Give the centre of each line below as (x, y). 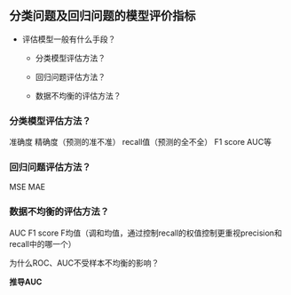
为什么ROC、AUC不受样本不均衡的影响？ (84, 263)
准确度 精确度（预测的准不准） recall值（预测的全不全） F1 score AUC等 (141, 142)
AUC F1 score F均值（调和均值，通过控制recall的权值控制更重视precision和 (145, 233)
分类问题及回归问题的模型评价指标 (102, 16)
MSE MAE (28, 187)
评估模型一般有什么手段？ (69, 39)
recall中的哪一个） (43, 243)
